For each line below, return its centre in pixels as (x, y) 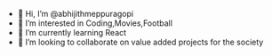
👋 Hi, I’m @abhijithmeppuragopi (76, 14)
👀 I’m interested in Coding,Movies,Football (95, 23)
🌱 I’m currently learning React (72, 32)
